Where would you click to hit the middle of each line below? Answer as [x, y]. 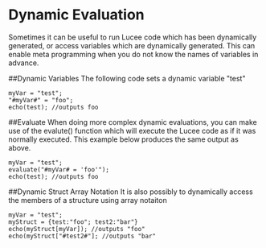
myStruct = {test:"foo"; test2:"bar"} [73, 222]
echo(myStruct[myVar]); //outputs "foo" [77, 229]
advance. [24, 63]
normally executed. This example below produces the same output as [123, 139]
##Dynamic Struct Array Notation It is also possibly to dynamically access [131, 192]
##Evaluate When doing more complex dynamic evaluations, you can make [133, 122]
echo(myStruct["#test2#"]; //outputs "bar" [82, 236]
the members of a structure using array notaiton [88, 200]
